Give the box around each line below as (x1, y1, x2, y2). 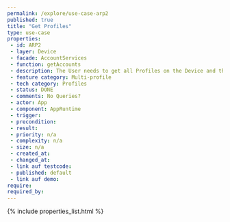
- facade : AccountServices (10, 55, 88, 62)
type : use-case (7, 29, 51, 36)
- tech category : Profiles (10, 80, 88, 87)
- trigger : (10, 112, 41, 119)
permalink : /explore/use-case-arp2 (7, 10, 109, 17)
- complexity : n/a (10, 138, 63, 145)
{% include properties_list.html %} (7, 207, 104, 216)
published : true (7, 16, 53, 23)
